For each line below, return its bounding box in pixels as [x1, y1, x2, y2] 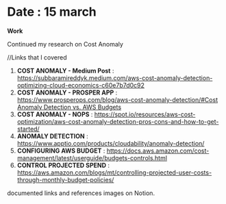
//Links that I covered [7, 53, 67, 62]
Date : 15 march [7, 4, 97, 20]
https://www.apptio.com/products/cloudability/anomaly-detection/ [16, 139, 205, 147]
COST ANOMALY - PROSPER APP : [16, 88, 118, 97]
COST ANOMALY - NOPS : [16, 110, 93, 118]
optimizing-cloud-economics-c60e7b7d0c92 [16, 81, 145, 89]
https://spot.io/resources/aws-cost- [94, 110, 196, 118]
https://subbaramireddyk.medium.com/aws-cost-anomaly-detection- [16, 73, 213, 82]
